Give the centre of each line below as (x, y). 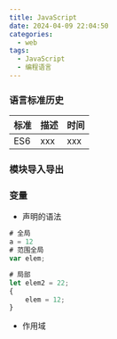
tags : (19, 51)
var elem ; (27, 259)
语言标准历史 (37, 100)
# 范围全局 (27, 251)
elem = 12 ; (45, 300)
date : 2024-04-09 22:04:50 (59, 26)
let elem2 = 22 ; (39, 283)
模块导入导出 (37, 169)
